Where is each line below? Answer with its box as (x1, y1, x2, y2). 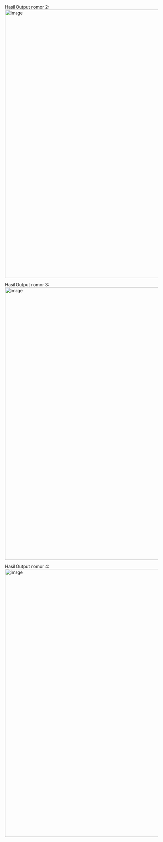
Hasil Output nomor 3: (5, 282, 49, 287)
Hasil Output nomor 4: (5, 563, 49, 569)
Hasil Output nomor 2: (5, 4, 49, 10)
